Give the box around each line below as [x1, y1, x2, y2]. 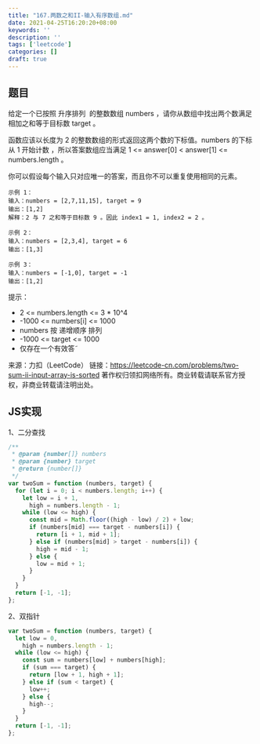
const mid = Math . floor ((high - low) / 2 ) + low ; [28, 516, 194, 524]
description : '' [8, 33, 61, 42]
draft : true [8, 56, 47, 64]
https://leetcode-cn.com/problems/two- [110, 360, 240, 370]
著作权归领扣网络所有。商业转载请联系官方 [101, 370, 239, 379]
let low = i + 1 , [22, 494, 79, 502]
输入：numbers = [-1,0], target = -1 [8, 268, 128, 277]
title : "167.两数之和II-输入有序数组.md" [8, 11, 133, 20]
